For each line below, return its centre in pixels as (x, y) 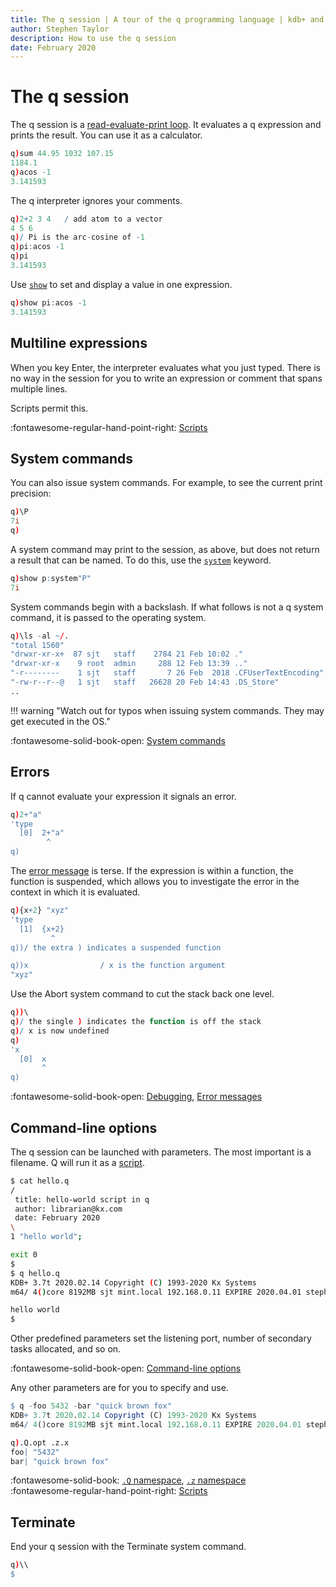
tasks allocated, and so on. (66, 1349)
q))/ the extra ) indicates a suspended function (116, 947)
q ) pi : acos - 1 (37, 247)
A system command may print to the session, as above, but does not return (165, 549)
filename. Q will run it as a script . (77, 1162)
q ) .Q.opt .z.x (40, 1442)
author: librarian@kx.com (68, 1209)
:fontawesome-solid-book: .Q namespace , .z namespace (128, 1480)
